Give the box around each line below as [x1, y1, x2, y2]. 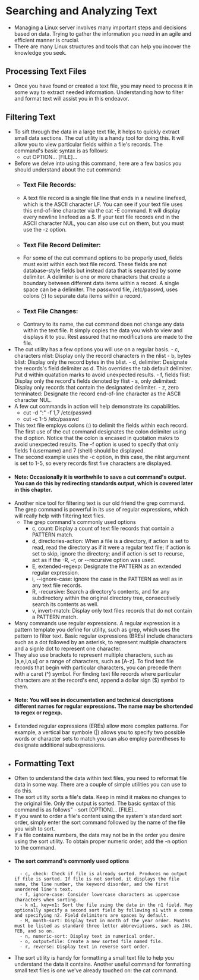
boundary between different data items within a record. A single [23, 280, 179, 287]
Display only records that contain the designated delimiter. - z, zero [14, 384, 179, 391]
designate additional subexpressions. [14, 741, 106, 748]
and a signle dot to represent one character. [14, 645, 122, 652]
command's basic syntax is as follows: [14, 147, 109, 154]
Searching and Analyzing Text [5, 4, 157, 18]
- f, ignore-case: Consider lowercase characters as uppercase [20, 891, 179, 897]
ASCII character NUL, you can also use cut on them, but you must [23, 219, 184, 227]
